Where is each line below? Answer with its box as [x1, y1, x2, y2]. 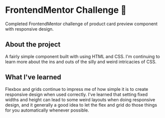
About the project [5, 40, 61, 49]
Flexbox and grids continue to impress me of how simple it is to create [5, 86, 149, 92]
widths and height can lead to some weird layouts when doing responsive [5, 96, 155, 103]
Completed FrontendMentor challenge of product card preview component [5, 21, 158, 27]
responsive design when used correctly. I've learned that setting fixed [5, 91, 148, 97]
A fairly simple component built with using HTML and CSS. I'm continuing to [5, 53, 160, 59]
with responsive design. [5, 26, 54, 32]
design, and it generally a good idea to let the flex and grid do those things [5, 102, 158, 108]
